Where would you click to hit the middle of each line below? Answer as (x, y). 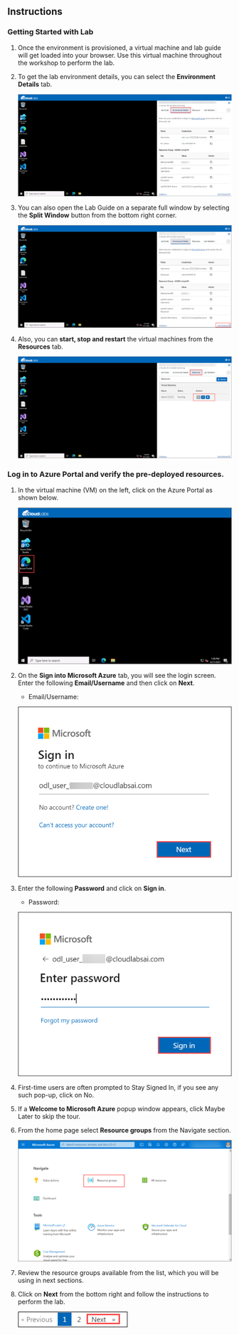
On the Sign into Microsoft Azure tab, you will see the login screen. (117, 676)
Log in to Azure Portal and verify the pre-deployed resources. (116, 475)
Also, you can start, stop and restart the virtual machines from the (115, 339)
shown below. (38, 498)
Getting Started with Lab (51, 32)
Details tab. (35, 84)
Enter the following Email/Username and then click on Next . (106, 683)
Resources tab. (41, 346)
